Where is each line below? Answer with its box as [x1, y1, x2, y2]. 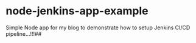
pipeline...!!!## [5, 30, 42, 37]
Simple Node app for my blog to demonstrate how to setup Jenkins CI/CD [5, 24, 191, 31]
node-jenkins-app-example [5, 4, 149, 18]
